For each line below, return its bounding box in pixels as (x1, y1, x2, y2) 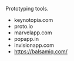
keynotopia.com (14, 17, 53, 23)
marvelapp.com (14, 29, 52, 36)
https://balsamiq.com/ (14, 48, 68, 55)
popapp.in (14, 36, 39, 42)
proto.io (14, 23, 33, 30)
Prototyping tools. (5, 5, 49, 12)
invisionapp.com (14, 41, 54, 49)
